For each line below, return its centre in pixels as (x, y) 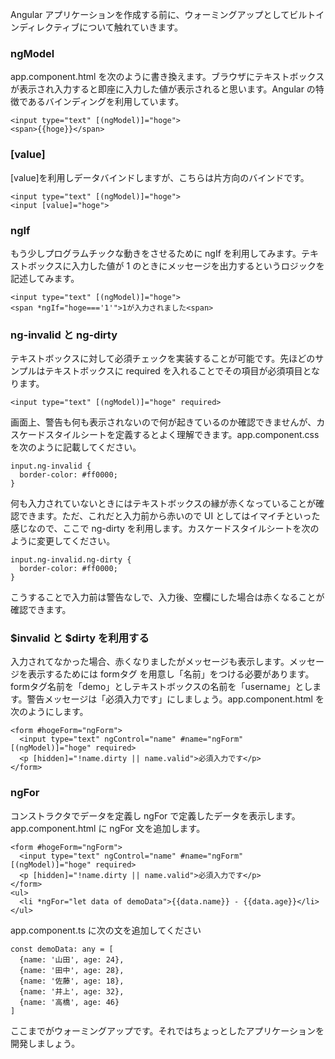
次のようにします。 (49, 712)
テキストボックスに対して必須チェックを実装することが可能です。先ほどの (163, 359)
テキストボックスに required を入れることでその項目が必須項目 (173, 371)
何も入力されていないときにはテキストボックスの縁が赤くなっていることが (163, 504)
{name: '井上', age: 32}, (72, 991)
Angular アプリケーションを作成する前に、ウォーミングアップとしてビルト (163, 14)
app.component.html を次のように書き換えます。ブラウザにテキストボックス (167, 77)
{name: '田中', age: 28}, (72, 970)
